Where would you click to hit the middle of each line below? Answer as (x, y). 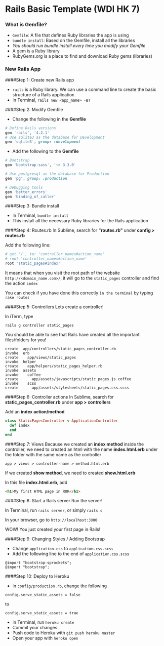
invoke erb (17, 353)
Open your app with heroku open (45, 638)
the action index (21, 283)
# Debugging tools (24, 187)
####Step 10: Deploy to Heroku (37, 576)
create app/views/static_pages (41, 358)
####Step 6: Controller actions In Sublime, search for (60, 397)
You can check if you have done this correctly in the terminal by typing (79, 293)
